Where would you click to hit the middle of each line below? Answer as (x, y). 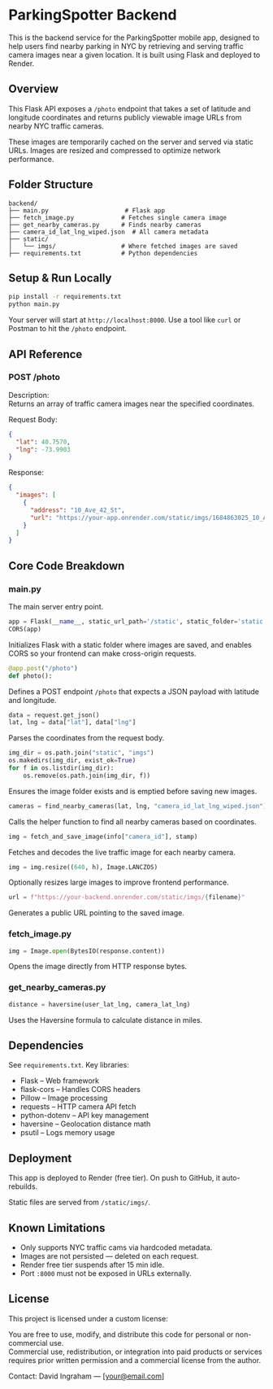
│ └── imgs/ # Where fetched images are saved (123, 246)
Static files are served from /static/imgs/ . (80, 1203)
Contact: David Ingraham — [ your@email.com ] (87, 1376)
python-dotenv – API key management (84, 1116)
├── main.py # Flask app (87, 210)
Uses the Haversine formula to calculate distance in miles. (106, 1020)
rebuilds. (23, 1186)
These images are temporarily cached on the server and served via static (131, 142)
